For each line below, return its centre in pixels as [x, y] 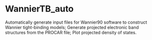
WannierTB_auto [40, 9]
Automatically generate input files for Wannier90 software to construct [76, 22]
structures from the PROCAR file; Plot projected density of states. [71, 32]
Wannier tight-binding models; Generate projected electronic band [72, 27]
